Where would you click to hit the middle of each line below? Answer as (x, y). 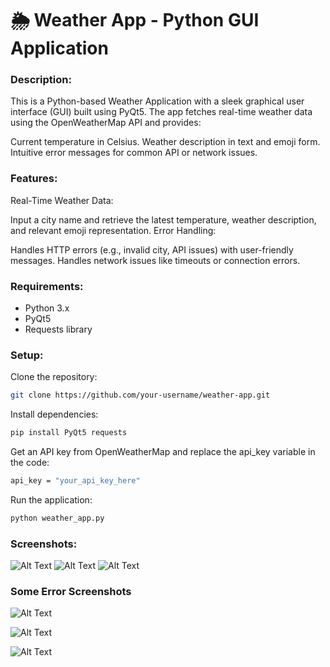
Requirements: (47, 286)
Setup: (27, 355)
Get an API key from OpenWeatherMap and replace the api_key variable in (163, 452)
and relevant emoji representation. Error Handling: (113, 230)
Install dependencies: (54, 414)
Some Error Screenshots (71, 592)
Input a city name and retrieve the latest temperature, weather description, (163, 219)
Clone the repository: (54, 377)
